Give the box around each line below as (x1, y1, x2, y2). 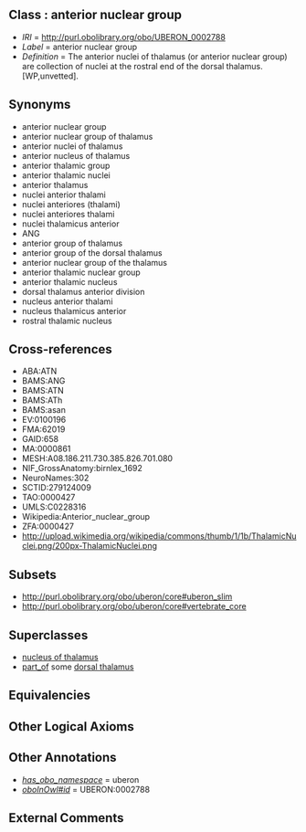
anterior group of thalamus (21, 237, 123, 248)
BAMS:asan (21, 405, 66, 416)
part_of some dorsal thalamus (21, 661, 134, 672)
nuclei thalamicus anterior (21, 218, 120, 229)
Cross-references (8, 342, 113, 357)
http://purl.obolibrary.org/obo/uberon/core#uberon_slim (21, 591, 233, 602)
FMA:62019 (21, 424, 66, 435)
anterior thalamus (21, 179, 89, 190)
